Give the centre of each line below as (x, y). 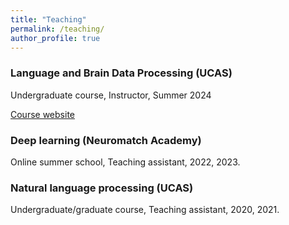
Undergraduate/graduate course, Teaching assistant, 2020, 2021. (145, 210)
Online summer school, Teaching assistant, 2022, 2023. (125, 162)
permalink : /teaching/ (57, 29)
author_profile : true (55, 38)
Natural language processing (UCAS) (102, 188)
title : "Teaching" (48, 19)
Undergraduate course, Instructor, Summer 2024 (111, 95)
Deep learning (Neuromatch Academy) (106, 140)
